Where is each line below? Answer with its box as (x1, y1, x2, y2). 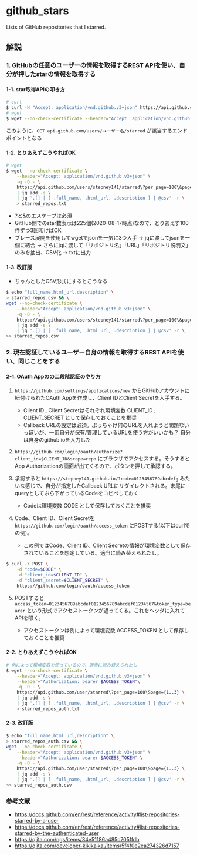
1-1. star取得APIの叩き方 (6, 85, 66, 92)
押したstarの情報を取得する (18, 70, 96, 78)
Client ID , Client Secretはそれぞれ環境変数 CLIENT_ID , (23, 407, 156, 414)
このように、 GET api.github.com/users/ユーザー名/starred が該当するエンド (6, 127, 188, 134)
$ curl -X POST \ (6, 561, 49, 567)
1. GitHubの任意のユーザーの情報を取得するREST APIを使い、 (6, 61, 179, 69)
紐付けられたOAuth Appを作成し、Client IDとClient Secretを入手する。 (14, 395, 186, 402)
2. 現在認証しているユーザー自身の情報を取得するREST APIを (6, 349, 178, 357)
